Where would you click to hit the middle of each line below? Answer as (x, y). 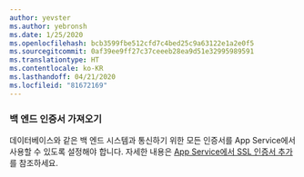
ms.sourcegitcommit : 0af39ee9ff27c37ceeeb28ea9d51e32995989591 (132, 52)
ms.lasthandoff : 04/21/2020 (63, 77)
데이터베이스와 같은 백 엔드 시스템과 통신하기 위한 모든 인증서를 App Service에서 (152, 140)
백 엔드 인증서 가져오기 (56, 119)
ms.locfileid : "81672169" (58, 85)
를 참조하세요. (34, 162)
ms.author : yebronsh (49, 26)
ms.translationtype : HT (55, 60)
